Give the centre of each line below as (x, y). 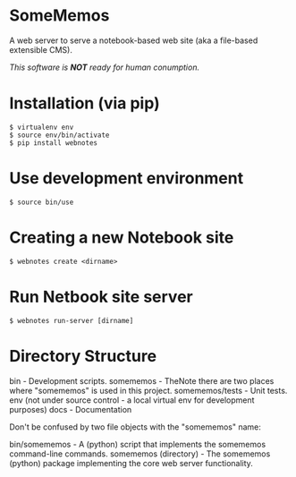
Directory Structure (83, 356)
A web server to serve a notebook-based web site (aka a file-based (134, 40)
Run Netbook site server (101, 297)
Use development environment (127, 179)
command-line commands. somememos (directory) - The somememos (140, 454)
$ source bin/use (42, 202)
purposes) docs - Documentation (71, 409)
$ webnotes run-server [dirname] (72, 320)
